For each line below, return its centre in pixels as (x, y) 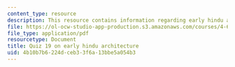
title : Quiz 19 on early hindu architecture (73, 46)
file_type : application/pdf (48, 33)
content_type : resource (42, 14)
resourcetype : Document (42, 40)
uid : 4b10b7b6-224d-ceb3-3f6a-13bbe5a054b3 (72, 53)
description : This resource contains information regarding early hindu (115, 20)
